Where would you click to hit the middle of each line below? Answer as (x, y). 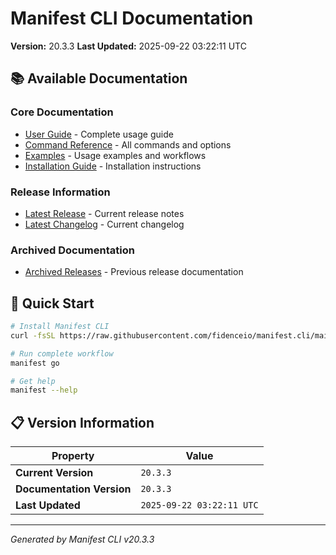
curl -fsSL (33, 335)
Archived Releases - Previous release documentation (134, 272)
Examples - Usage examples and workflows (115, 155)
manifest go (35, 363)
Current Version (54, 473)
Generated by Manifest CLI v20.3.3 (82, 539)
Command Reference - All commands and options (128, 144)
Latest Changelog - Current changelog (104, 224)
